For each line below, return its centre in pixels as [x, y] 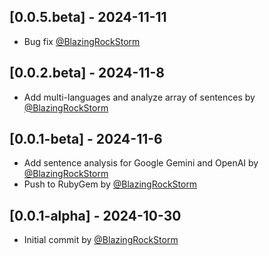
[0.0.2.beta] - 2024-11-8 [87, 73]
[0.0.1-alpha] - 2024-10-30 [95, 215]
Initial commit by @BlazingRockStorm [101, 240]
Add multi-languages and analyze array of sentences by [139, 97]
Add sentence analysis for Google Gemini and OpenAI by [141, 163]
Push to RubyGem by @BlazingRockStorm [110, 184]
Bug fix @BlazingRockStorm [82, 41]
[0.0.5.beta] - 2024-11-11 [88, 17]
